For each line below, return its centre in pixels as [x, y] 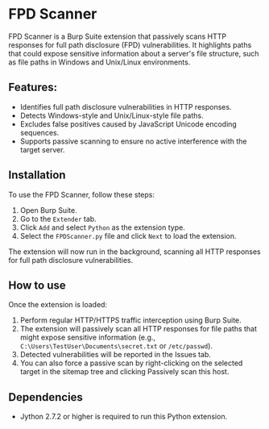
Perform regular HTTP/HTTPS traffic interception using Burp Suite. [130, 320]
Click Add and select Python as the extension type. [102, 227]
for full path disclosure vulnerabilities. [71, 260]
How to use [37, 285]
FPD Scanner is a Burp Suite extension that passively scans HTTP [118, 36]
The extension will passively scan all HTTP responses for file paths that [139, 329]
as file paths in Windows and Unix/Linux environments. [99, 62]
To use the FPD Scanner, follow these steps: [82, 194]
